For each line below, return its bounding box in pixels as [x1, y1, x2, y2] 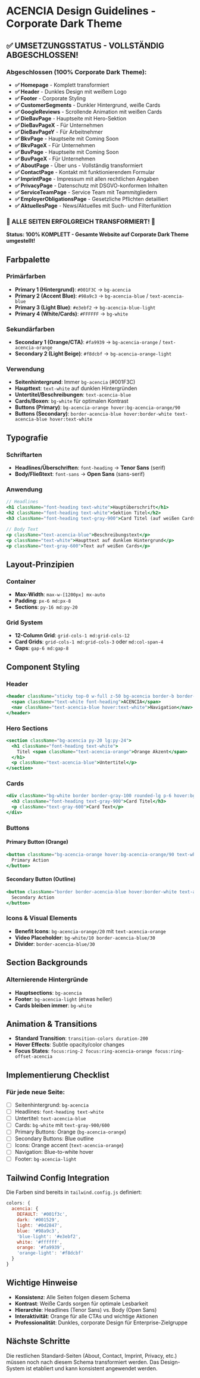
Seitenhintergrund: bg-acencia [14, 1101, 89, 1108]
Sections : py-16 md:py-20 [14, 603, 78, 611]
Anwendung [6, 485, 43, 494]
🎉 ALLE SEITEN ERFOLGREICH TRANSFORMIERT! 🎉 [6, 217, 156, 225]
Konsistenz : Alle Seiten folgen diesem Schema [14, 1293, 130, 1300]
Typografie [6, 432, 48, 442]
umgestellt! [6, 237, 36, 244]
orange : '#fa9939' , [17, 1244, 65, 1250]
